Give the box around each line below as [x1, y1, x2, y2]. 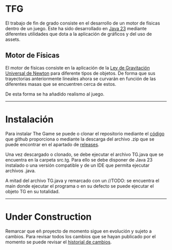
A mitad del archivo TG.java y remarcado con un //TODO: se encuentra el [5, 177, 160, 184]
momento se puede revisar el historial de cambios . [5, 239, 112, 245]
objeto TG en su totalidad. [5, 188, 60, 194]
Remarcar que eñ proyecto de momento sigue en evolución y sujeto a [5, 228, 152, 234]
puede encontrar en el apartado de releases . [5, 141, 100, 147]
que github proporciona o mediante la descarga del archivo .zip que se [5, 136, 155, 142]
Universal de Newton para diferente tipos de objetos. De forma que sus [5, 70, 156, 76]
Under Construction [5, 211, 92, 222]
